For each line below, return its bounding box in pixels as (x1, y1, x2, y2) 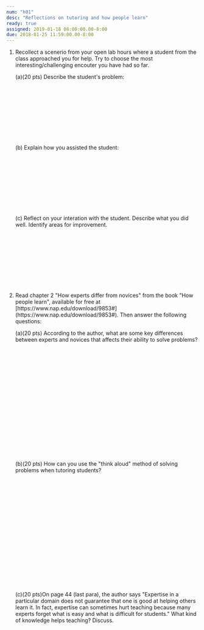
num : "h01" (6, 9, 34, 15)
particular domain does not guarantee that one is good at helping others (15, 597, 196, 605)
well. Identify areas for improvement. (15, 221, 108, 229)
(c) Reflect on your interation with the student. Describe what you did (15, 214, 189, 222)
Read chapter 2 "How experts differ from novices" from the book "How (15, 291, 194, 299)
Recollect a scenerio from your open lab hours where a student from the (15, 48, 197, 56)
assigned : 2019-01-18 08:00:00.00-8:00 (6, 26, 108, 32)
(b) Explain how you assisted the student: (15, 144, 119, 152)
